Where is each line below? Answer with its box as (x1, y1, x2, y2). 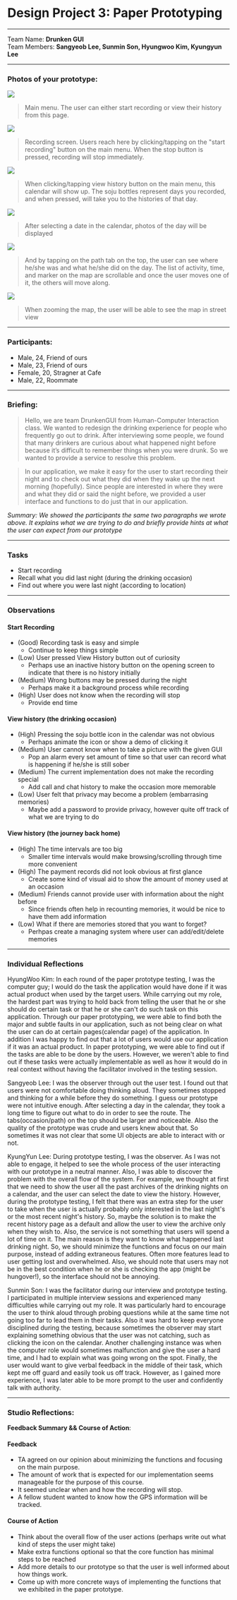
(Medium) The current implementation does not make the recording (17, 768, 214, 776)
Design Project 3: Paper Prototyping (7, 5, 223, 21)
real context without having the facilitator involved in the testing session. (7, 1064, 218, 1073)
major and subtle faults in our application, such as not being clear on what (7, 1020, 223, 1028)
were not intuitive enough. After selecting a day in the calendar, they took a (7, 1101, 226, 1109)
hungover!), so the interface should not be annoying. (7, 1272, 160, 1280)
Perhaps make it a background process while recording (28, 683, 189, 692)
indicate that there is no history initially (28, 668, 141, 677)
